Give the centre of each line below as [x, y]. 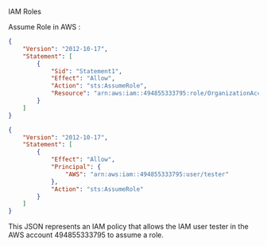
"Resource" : [70, 94]
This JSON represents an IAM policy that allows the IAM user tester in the [128, 227]
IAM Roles [25, 12]
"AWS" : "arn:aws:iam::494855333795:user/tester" [147, 174]
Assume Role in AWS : [44, 27]
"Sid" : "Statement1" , [87, 71]
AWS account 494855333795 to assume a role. [86, 235]
